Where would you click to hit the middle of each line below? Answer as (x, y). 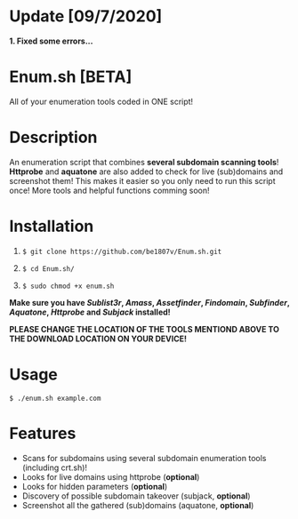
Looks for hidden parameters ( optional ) (95, 486)
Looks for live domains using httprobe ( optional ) (111, 476)
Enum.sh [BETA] (71, 77)
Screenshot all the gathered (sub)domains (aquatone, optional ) (138, 505)
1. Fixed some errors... (51, 41)
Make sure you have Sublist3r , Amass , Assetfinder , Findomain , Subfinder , (149, 302)
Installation (52, 226)
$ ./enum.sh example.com (55, 398)
